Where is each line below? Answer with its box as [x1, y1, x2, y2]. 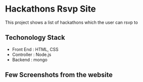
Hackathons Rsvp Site [5, 3, 96, 15]
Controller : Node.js [12, 51, 52, 57]
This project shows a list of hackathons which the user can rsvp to [5, 19, 138, 25]
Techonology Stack [5, 33, 65, 42]
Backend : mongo [12, 57, 48, 63]
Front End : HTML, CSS [12, 46, 59, 52]
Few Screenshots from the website [5, 71, 113, 79]
